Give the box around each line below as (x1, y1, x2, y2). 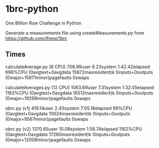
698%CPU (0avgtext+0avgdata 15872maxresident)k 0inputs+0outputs (5, 69, 153, 75)
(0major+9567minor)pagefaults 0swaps (5, 116, 88, 122)
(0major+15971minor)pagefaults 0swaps (5, 75, 89, 81)
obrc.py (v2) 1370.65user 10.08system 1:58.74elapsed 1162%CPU (5, 126, 142, 132)
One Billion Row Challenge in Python (5, 20, 82, 26)
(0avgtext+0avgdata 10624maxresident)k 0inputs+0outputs (5, 110, 131, 116)
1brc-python (5, 3, 58, 15)
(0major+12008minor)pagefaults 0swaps (5, 136, 91, 143)
